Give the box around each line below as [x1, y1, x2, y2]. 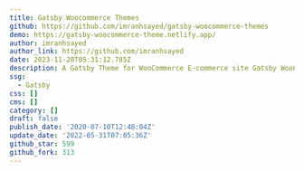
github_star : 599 [9, 139, 75, 148]
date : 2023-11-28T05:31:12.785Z [9, 55, 131, 64]
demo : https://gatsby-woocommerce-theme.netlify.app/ [9, 30, 217, 39]
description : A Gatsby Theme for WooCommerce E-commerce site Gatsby [9, 64, 278, 73]
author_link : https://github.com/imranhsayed [9, 47, 184, 56]
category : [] [9, 106, 59, 115]
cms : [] [9, 97, 39, 107]
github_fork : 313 [9, 147, 75, 157]
